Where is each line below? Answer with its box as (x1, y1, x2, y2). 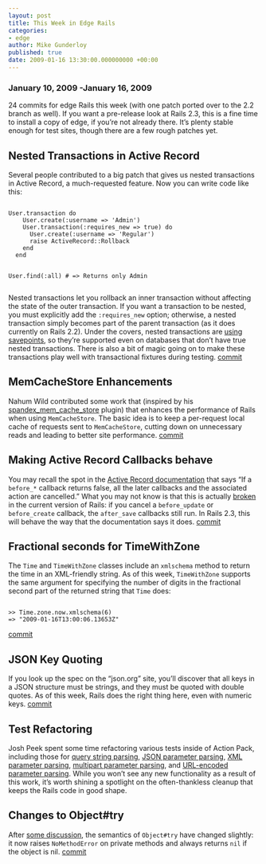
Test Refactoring (8, 722, 93, 736)
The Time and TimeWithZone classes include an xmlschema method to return (8, 561, 251, 570)
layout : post (8, 11, 52, 20)
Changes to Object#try (8, 809, 125, 823)
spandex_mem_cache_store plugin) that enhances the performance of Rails (8, 405, 256, 414)
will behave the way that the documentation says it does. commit (8, 517, 221, 526)
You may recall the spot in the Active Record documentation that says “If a (8, 475, 252, 484)
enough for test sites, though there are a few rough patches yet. (8, 126, 218, 135)
